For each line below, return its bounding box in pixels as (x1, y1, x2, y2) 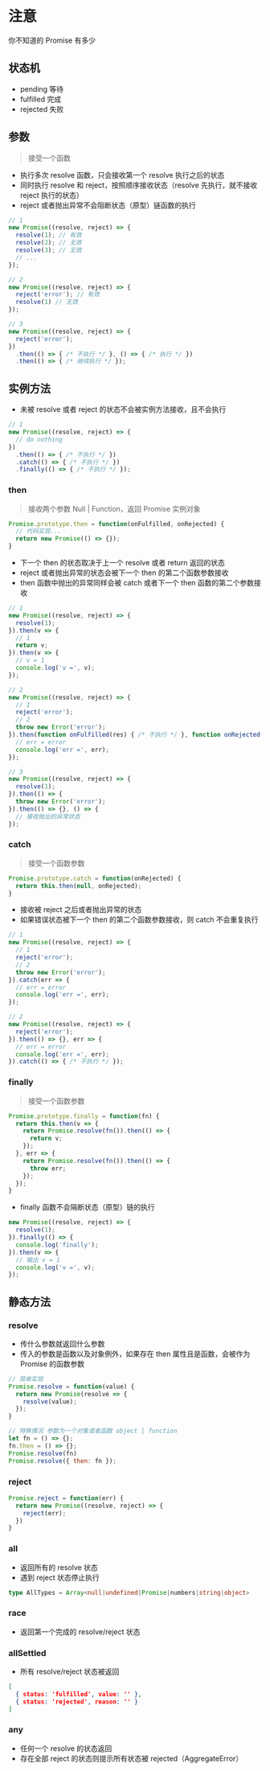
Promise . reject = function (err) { (8, 1494, 125, 1502)
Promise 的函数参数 (19, 1358, 85, 1368)
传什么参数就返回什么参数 (19, 1338, 105, 1348)
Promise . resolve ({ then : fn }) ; (8, 1457, 117, 1465)
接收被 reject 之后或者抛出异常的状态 (19, 905, 142, 914)
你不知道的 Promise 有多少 (8, 35, 96, 45)
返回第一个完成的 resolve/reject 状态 (19, 1626, 141, 1637)
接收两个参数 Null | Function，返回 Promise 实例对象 (27, 503, 201, 513)
